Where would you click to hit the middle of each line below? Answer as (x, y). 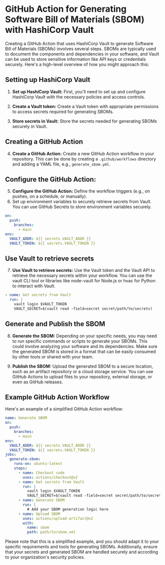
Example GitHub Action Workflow (57, 397)
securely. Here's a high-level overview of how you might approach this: (77, 64)
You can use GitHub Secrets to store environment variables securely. (82, 207)
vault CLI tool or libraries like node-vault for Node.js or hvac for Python (84, 281)
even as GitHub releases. (38, 382)
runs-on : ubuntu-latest (38, 464)
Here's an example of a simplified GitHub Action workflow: (64, 409)
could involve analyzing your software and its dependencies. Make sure (85, 346)
